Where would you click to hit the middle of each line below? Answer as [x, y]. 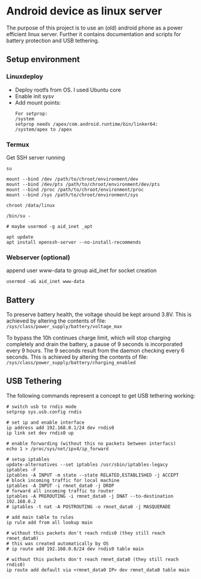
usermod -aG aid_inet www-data [45, 282]
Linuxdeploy [25, 76]
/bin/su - [19, 216]
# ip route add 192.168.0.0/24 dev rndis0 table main [75, 549]
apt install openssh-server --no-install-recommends [74, 242]
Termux [18, 144]
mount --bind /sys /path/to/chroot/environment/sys [72, 195]
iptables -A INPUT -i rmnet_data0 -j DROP [60, 486]
